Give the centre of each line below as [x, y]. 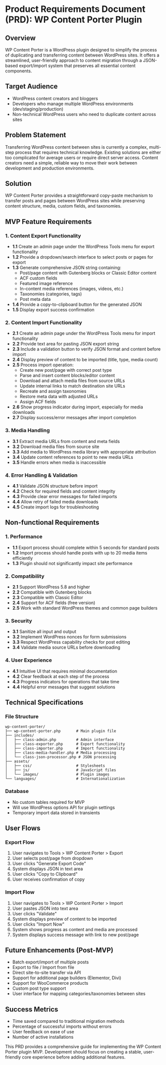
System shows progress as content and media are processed [75, 929]
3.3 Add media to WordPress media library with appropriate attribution [84, 451]
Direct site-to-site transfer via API [47, 973]
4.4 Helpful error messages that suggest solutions [64, 687]
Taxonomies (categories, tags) [51, 294]
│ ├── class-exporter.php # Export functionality [65, 744]
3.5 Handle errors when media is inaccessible [59, 462]
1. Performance [24, 537]
